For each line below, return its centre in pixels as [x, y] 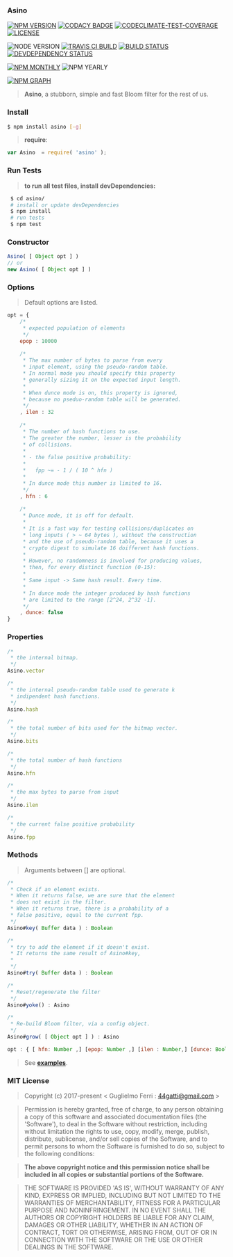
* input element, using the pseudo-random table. [96, 367]
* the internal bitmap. [44, 658]
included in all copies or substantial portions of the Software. [114, 1175]
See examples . [46, 1062]
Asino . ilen [23, 806]
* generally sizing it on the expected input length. [102, 380]
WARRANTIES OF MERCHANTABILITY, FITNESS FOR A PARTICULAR [122, 1203]
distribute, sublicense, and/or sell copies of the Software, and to [116, 1139]
